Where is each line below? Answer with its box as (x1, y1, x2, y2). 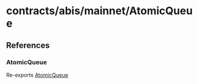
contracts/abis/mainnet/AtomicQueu (6, 4, 193, 18)
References (6, 40, 50, 50)
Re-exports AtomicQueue (6, 71, 68, 78)
